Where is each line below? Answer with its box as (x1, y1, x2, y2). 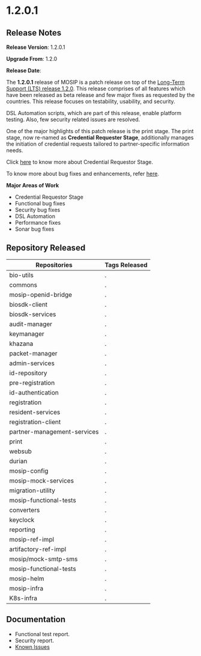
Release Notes (6, 28, 62, 38)
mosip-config (9, 466, 49, 475)
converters (9, 505, 40, 514)
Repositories (35, 260, 73, 269)
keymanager (9, 330, 45, 338)
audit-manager (9, 320, 53, 328)
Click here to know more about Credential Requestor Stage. (6, 158, 154, 166)
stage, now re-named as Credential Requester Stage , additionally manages (6, 134, 194, 141)
